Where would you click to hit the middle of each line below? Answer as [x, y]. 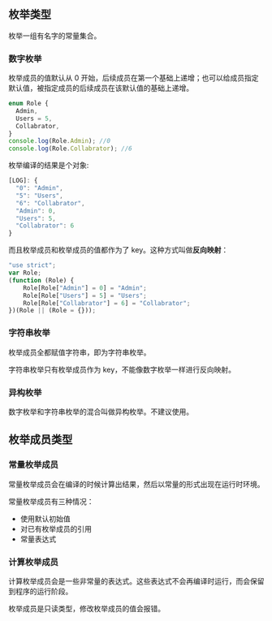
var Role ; [25, 273]
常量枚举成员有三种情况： [51, 501]
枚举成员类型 [41, 440]
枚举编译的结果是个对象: [49, 166]
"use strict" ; [32, 265]
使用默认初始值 [45, 519]
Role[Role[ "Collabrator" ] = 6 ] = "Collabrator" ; [107, 303]
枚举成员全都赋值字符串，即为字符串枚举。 [80, 352]
